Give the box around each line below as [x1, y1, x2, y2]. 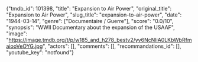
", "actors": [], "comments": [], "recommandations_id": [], [42, 43, 181, 50]
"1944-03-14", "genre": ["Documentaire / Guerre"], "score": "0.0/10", [6, 18, 174, 24]
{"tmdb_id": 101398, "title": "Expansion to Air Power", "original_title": [6, 5, 172, 12]
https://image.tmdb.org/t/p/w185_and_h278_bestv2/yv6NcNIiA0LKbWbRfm [8, 37, 192, 43]
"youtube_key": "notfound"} [6, 49, 74, 56]
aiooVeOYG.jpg [6, 43, 43, 50]
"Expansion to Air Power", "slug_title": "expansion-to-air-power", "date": [6, 11, 182, 18]
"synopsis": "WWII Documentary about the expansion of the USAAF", [6, 24, 176, 31]
